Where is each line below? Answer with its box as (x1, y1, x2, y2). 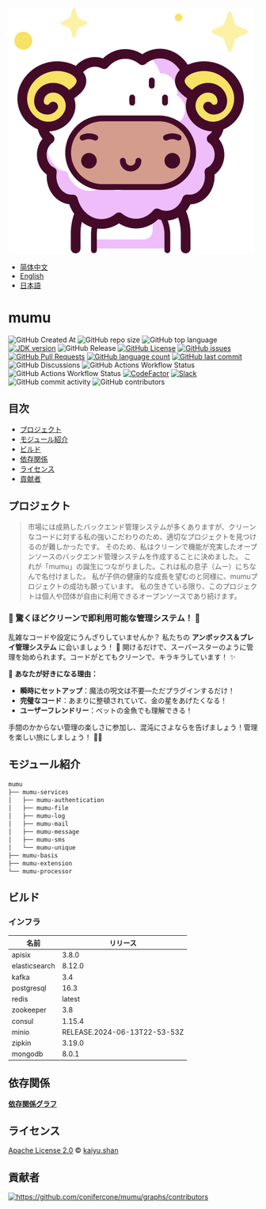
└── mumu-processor (8, 867, 73, 875)
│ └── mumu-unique (8, 843, 77, 851)
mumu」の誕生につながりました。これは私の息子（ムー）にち (48, 561, 249, 571)
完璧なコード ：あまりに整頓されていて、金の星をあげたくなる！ (19, 695, 228, 705)
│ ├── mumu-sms (8, 835, 66, 843)
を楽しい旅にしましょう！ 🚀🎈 (8, 732, 103, 742)
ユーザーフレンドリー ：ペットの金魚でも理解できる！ (19, 705, 193, 715)
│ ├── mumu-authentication (8, 796, 104, 804)
